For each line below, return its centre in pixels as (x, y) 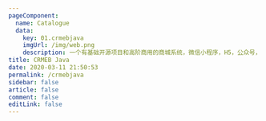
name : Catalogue (42, 23)
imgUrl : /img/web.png (58, 45)
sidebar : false (34, 82)
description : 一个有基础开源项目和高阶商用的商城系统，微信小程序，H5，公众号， (142, 53)
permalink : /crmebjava (46, 75)
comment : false (34, 97)
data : (25, 30)
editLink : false (35, 104)
